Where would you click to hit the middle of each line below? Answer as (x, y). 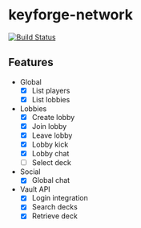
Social (30, 172)
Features (31, 62)
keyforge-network (71, 15)
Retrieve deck (54, 216)
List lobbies (51, 99)
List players (51, 90)
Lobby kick (50, 145)
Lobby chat (50, 154)
